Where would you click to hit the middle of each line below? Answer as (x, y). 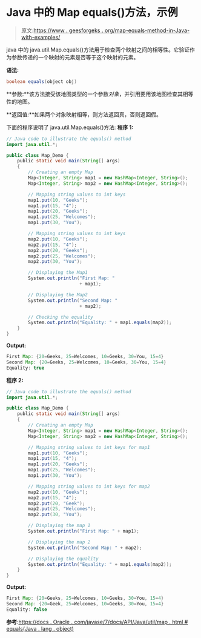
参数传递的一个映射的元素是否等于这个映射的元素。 (75, 57)
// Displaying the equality (63, 559)
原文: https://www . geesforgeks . (62, 30)
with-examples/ (41, 37)
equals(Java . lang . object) (40, 628)
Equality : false (27, 610)
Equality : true (25, 368)
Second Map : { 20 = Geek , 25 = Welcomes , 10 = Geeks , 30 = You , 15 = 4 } (85, 604)
